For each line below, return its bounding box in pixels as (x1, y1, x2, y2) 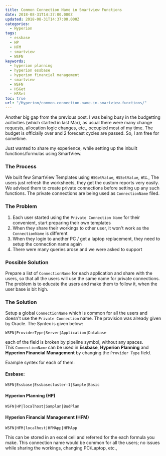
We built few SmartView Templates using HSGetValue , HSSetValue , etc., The (5, 174, 159, 180)
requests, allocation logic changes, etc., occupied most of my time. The (5, 125, 153, 131)
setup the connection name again (12, 241, 82, 247)
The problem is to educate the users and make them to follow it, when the (5, 281, 157, 287)
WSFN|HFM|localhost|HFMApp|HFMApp (5, 425, 78, 430)
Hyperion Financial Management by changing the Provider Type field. (5, 350, 151, 356)
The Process (5, 163, 37, 170)
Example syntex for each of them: (5, 359, 75, 366)
